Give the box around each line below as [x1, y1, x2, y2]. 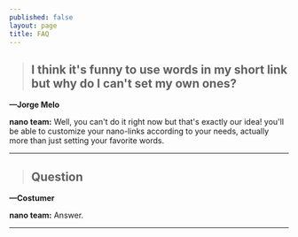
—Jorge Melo [9, 99, 60, 111]
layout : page [9, 21, 58, 30]
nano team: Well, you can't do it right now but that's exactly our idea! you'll [9, 117, 285, 127]
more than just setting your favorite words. [9, 135, 165, 146]
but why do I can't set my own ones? [30, 76, 237, 91]
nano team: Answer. [9, 210, 84, 220]
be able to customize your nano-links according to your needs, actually [9, 126, 270, 137]
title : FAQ [9, 29, 50, 38]
